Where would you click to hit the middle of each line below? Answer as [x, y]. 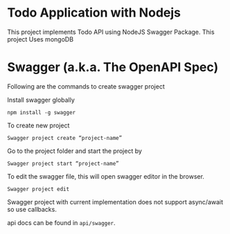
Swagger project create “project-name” [65, 138]
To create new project [38, 125]
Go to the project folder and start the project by [74, 151]
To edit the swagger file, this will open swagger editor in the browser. [106, 176]
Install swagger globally [41, 100]
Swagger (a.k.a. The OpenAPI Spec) [113, 67]
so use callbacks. [32, 209]
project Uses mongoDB [41, 39]
